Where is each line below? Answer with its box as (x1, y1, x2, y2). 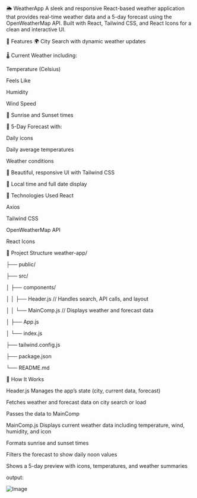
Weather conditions (6, 158, 55, 164)
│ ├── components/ (6, 284, 56, 290)
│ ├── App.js (6, 318, 39, 325)
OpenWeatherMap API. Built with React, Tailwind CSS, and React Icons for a (6, 20, 192, 27)
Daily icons (6, 135, 34, 141)
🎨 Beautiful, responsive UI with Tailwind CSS (6, 169, 115, 176)
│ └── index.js (6, 330, 43, 337)
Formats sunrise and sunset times (6, 439, 89, 446)
